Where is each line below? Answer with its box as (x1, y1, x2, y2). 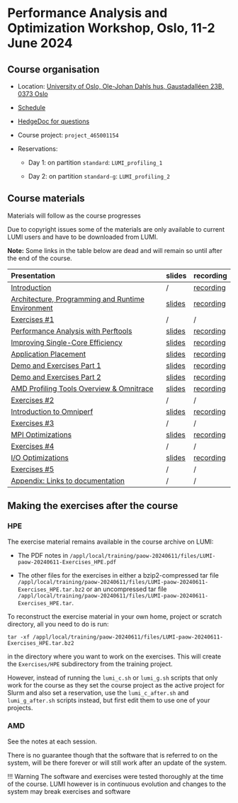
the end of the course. (7, 254, 72, 262)
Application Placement (11, 349, 86, 359)
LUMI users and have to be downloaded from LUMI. (7, 232, 158, 241)
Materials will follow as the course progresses (7, 211, 142, 220)
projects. (7, 703, 33, 712)
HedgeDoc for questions (17, 117, 90, 125)
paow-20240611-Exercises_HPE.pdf (17, 558, 117, 566)
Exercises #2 (11, 395, 55, 405)
